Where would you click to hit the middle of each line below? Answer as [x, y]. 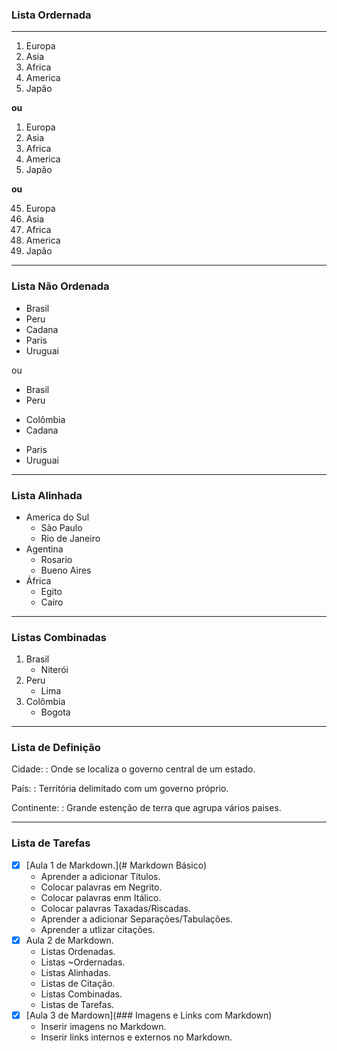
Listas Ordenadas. [78, 951]
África [38, 580]
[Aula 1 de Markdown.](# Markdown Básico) [116, 865]
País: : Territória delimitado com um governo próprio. [120, 789]
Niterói [54, 670]
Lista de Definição [56, 748]
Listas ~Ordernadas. [83, 962]
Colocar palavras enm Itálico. [101, 897]
